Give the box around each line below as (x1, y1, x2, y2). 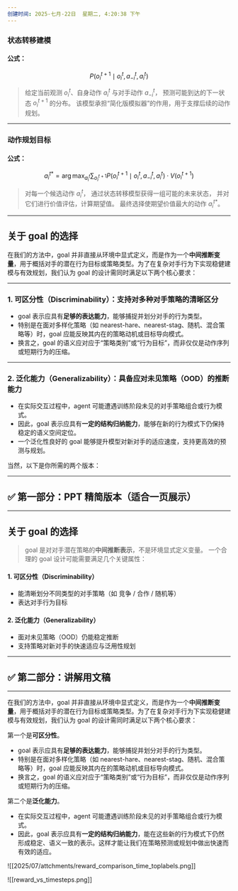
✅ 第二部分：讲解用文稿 (7, 671, 111, 683)
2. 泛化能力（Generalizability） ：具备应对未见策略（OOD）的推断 (7, 373, 229, 383)
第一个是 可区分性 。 (7, 731, 64, 740)
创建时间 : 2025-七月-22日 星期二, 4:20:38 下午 (7, 10, 141, 18)
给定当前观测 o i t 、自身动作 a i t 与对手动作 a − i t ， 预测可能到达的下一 (24, 87, 219, 98)
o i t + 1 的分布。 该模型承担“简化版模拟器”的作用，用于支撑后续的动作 (33, 97, 231, 109)
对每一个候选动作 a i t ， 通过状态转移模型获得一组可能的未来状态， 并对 (24, 188, 229, 199)
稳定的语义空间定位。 (17, 428, 80, 437)
